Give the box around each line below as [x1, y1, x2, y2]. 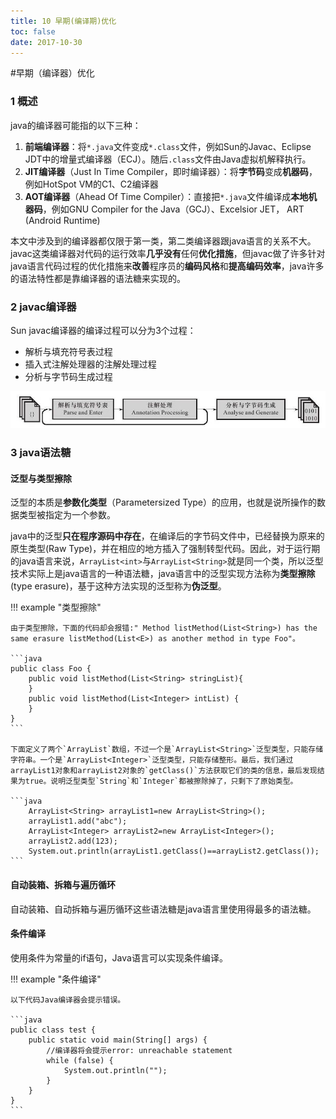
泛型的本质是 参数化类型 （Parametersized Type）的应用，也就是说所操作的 [10, 496, 317, 509]
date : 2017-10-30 [10, 37, 83, 47]
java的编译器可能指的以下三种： [10, 119, 142, 131]
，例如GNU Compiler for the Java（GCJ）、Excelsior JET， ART [42, 203, 305, 215]
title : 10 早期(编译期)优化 [10, 16, 117, 26]
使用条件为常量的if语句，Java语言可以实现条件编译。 [10, 951, 228, 964]
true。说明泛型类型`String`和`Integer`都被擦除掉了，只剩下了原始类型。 [24, 776, 298, 787]
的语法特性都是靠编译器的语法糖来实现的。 [10, 272, 186, 284]
